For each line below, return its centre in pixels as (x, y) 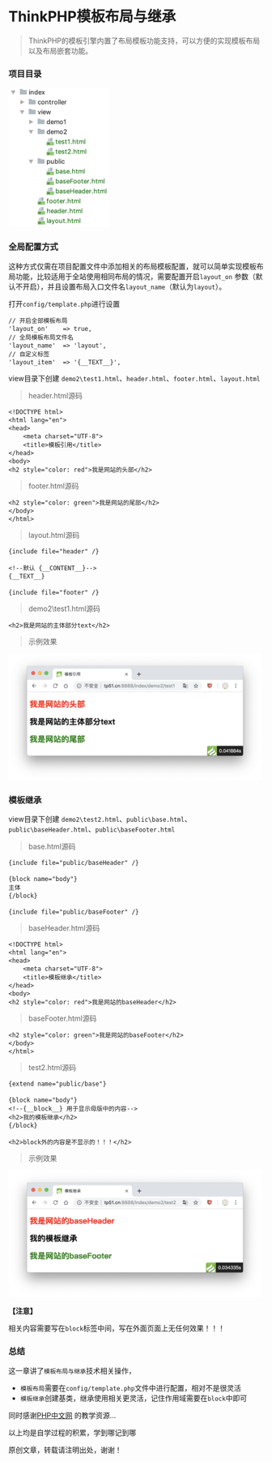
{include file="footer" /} (54, 592)
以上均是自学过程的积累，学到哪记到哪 (72, 1432)
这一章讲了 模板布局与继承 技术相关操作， (72, 1370)
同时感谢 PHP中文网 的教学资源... (62, 1415)
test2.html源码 (52, 1067)
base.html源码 (52, 846)
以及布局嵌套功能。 (60, 50)
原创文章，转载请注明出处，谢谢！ (65, 1450)
